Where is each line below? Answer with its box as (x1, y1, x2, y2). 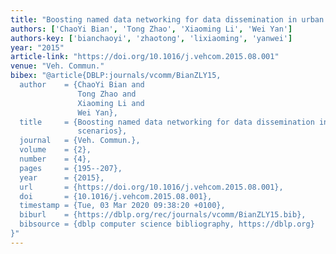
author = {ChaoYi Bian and (19, 80, 145, 90)
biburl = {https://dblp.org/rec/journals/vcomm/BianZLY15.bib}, (19, 210, 307, 220)
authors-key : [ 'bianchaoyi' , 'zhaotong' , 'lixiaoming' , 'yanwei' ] (10, 33, 293, 43)
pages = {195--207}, (19, 163, 123, 173)
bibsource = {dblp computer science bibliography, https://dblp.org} (19, 219, 315, 230)
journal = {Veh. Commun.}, (19, 136, 141, 146)
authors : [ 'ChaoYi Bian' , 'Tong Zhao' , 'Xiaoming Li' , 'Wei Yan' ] (10, 24, 293, 34)
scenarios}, (77, 126, 128, 136)
